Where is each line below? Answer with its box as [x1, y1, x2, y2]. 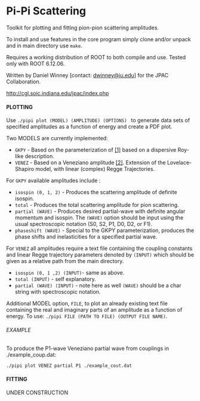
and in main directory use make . [6, 42, 82, 49]
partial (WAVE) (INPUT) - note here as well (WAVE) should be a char [14, 282, 181, 289]
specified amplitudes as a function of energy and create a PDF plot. [6, 123, 173, 130]
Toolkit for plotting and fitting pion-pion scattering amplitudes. [6, 24, 159, 31]
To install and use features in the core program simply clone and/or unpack [6, 35, 191, 43]
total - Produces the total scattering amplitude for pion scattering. [14, 201, 179, 209]
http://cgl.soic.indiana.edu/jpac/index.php [6, 89, 109, 97]
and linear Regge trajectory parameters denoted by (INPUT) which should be [6, 251, 195, 258]
